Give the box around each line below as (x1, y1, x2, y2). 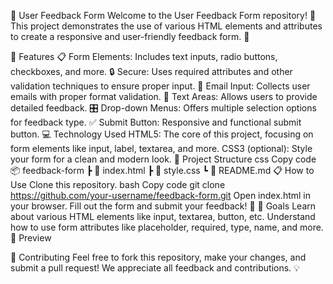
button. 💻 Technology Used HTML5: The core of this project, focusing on (10, 128, 314, 140)
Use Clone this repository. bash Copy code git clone (10, 179, 226, 190)
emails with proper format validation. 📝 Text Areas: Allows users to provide (10, 91, 318, 102)
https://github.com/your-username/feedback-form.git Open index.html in (10, 190, 311, 201)
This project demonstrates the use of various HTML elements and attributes (10, 20, 323, 32)
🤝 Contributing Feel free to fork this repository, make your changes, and (10, 251, 307, 263)
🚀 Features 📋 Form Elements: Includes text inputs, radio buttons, (10, 51, 278, 62)
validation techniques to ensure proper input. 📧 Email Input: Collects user (10, 80, 311, 92)
